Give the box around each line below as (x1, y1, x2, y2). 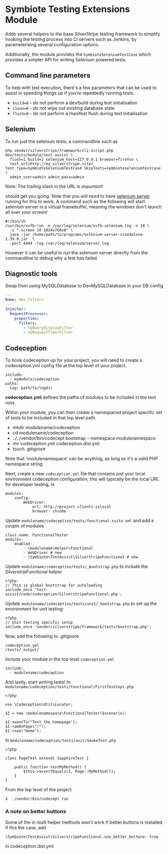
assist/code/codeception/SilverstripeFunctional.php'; (5, 592, 123, 597)
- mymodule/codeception (10, 377, 59, 382)
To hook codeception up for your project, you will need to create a (5, 357, 142, 363)
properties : (14, 316, 39, 321)
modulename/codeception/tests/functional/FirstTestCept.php (5, 685, 134, 690)
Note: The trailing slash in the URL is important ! (5, 183, 103, 189)
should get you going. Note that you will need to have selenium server (5, 193, 150, 199)
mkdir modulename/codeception (12, 424, 80, 431)
